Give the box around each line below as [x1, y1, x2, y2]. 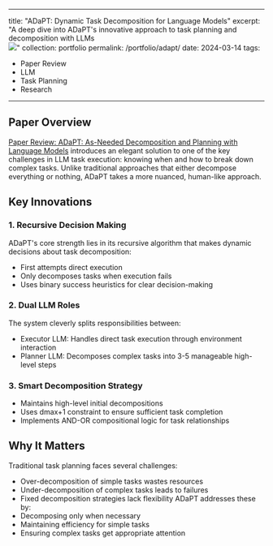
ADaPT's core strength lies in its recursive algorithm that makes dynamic [8, 238, 252, 247]
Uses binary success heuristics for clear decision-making [19, 279, 214, 289]
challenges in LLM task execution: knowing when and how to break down [8, 154, 254, 164]
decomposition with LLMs [8, 33, 95, 43]
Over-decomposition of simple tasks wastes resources [19, 476, 204, 486]
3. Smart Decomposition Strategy [8, 380, 144, 391]
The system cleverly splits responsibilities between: [8, 318, 181, 328]
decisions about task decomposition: [8, 247, 132, 256]
